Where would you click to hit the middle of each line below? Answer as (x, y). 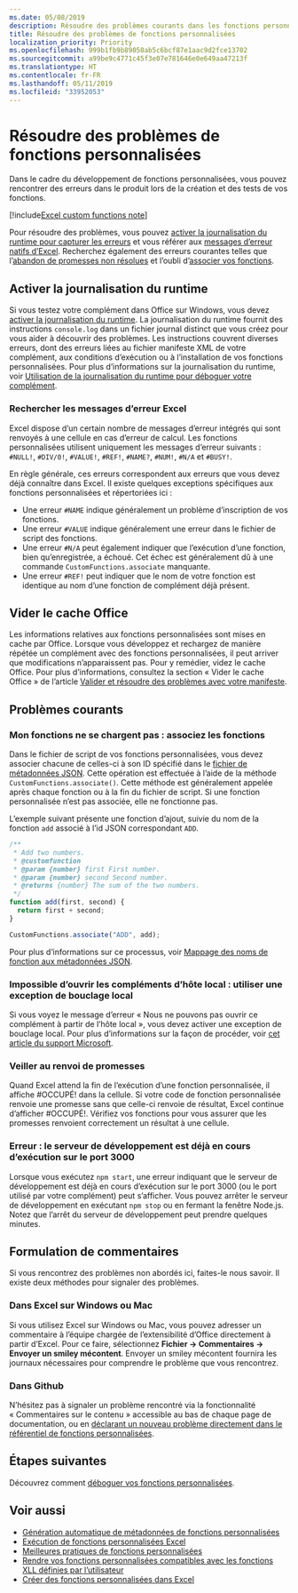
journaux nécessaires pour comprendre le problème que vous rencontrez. (144, 1362)
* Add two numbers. (49, 852)
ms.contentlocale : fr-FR (55, 76)
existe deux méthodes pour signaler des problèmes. (104, 1282)
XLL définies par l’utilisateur (73, 1570)
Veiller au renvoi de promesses (77, 1065)
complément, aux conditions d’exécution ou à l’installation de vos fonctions (146, 357)
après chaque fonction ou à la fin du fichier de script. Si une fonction (134, 793)
